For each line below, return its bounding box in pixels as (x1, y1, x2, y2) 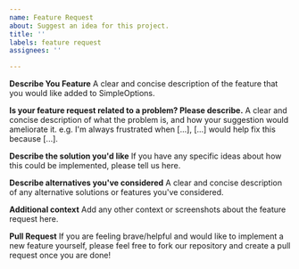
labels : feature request (9, 37, 102, 47)
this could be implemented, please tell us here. (9, 160, 181, 171)
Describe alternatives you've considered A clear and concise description (9, 177, 283, 188)
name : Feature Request (9, 12, 94, 22)
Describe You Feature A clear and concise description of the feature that (9, 78, 278, 89)
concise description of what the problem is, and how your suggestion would (9, 115, 289, 126)
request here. (9, 214, 59, 224)
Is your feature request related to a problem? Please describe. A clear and (9, 105, 287, 116)
